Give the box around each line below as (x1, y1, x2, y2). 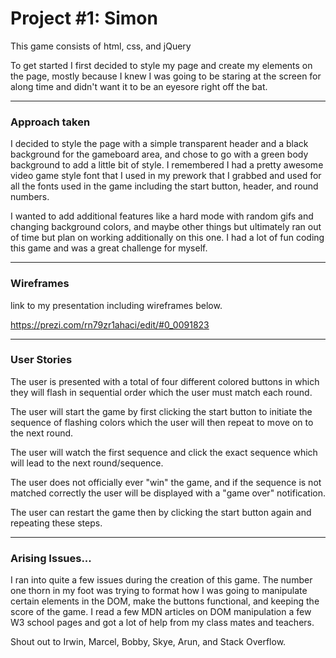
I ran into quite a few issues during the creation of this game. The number (10, 574, 313, 586)
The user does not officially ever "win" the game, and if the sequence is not (10, 476, 322, 488)
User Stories (10, 353, 73, 367)
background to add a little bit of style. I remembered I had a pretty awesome (10, 159, 324, 171)
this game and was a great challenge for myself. (10, 242, 208, 254)
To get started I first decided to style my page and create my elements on (10, 59, 313, 71)
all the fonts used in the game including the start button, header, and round (10, 180, 319, 192)
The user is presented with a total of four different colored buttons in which (10, 375, 320, 387)
